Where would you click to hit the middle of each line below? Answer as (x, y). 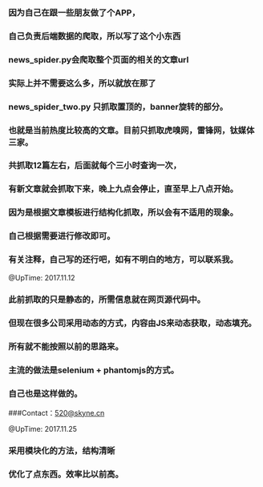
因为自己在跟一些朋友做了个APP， (74, 12)
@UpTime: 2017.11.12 (42, 277)
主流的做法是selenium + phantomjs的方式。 (93, 370)
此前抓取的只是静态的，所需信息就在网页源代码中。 (107, 300)
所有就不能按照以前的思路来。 (66, 347)
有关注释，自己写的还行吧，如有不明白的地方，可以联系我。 (123, 260)
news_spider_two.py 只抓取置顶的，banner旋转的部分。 (118, 107)
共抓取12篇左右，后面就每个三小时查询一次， (95, 166)
